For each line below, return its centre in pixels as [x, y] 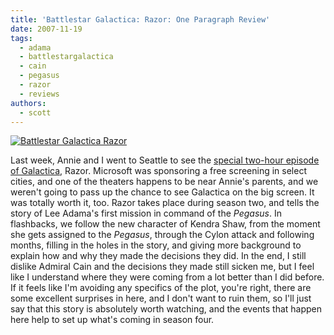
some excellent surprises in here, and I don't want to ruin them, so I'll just [161, 298]
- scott [35, 112]
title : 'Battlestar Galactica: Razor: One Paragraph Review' [140, 19]
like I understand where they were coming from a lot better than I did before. [167, 277]
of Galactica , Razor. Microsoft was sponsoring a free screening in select [158, 171]
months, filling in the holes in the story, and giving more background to [156, 245]
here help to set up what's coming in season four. [112, 320]
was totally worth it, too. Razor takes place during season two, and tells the [165, 203]
